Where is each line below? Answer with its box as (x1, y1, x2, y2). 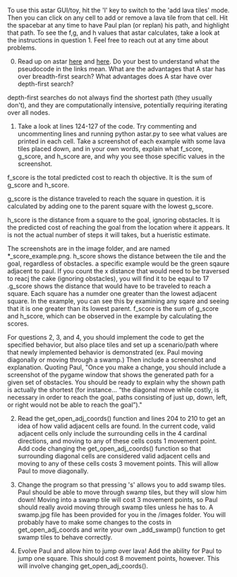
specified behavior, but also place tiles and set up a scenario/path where (7, 340, 219, 349)
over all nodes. (7, 109, 51, 117)
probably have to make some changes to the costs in (17, 518, 171, 526)
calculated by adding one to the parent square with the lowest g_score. (7, 202, 214, 210)
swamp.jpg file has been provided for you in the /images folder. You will (17, 511, 226, 518)
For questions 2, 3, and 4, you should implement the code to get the (7, 333, 205, 341)
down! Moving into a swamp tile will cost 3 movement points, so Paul (17, 496, 218, 504)
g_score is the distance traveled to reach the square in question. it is (7, 194, 206, 203)
